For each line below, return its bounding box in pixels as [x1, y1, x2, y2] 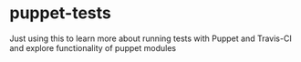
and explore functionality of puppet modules [9, 42, 176, 53]
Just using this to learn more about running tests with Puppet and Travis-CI [9, 33, 292, 44]
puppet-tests [9, 3, 112, 24]
